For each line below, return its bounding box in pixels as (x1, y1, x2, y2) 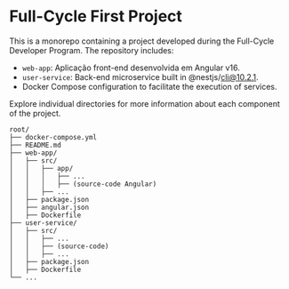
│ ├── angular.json (9, 203, 90, 212)
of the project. (9, 108, 61, 118)
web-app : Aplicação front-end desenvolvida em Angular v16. (21, 62, 240, 73)
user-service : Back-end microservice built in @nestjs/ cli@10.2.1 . (21, 71, 260, 82)
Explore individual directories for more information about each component (9, 98, 280, 108)
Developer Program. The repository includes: (9, 44, 174, 55)
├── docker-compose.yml (9, 132, 98, 141)
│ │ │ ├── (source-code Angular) (9, 180, 157, 189)
